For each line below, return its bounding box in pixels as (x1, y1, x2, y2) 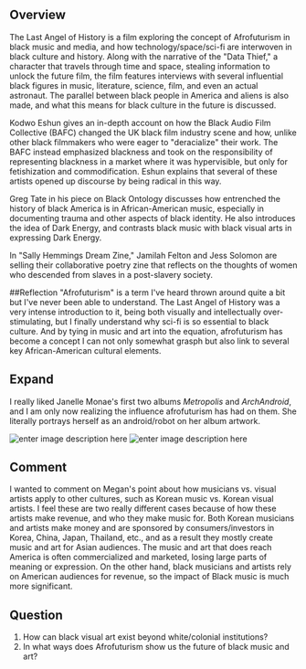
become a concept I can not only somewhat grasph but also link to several (9, 335, 290, 346)
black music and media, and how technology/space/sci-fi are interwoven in (9, 41, 292, 52)
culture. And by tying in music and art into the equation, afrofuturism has (9, 325, 283, 336)
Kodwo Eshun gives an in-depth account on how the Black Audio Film (9, 117, 271, 128)
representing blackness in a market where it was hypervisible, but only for (9, 155, 288, 167)
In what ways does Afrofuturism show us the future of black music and (22, 642, 290, 653)
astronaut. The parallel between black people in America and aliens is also (9, 90, 290, 101)
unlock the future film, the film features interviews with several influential (9, 70, 284, 81)
